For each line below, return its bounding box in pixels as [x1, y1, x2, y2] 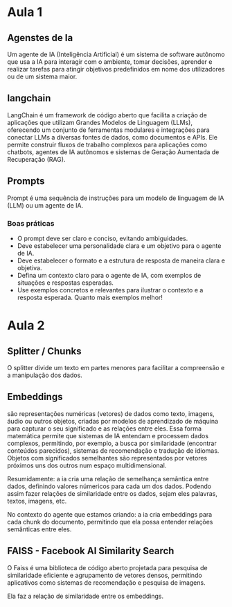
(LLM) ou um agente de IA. [7, 201, 84, 209]
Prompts [7, 175, 45, 188]
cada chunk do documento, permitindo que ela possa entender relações [7, 517, 213, 526]
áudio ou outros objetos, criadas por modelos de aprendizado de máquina [7, 417, 219, 425]
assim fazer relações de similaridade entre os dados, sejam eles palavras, [7, 489, 218, 497]
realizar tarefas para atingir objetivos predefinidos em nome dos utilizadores [7, 65, 225, 73]
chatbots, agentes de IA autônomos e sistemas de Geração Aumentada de [7, 147, 220, 156]
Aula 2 [7, 317, 45, 333]
